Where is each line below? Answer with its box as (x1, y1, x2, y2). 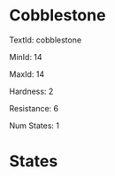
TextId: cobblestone (9, 34, 82, 45)
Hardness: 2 (9, 86, 54, 96)
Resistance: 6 (9, 103, 59, 113)
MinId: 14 (9, 51, 42, 62)
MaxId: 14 (9, 68, 45, 80)
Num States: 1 (9, 120, 60, 131)
